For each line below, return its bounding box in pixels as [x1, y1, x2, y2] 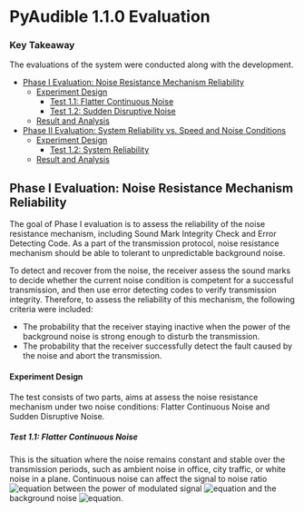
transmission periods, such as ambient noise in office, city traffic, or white [9, 464, 286, 475]
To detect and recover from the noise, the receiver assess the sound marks [9, 265, 291, 276]
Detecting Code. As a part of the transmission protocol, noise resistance [9, 238, 279, 249]
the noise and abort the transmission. [22, 350, 162, 361]
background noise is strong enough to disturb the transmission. [22, 331, 260, 342]
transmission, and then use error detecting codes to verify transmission [9, 284, 277, 296]
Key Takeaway [9, 39, 75, 52]
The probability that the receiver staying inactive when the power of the [22, 321, 290, 332]
